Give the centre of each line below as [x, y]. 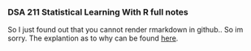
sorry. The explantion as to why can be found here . [93, 38]
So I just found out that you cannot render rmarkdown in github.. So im [125, 30]
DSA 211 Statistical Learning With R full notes [98, 12]
